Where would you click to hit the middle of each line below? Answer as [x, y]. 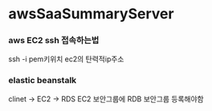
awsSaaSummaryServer [91, 14]
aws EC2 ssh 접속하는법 [54, 41]
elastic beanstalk [43, 81]
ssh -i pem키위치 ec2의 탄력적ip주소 [66, 59]
